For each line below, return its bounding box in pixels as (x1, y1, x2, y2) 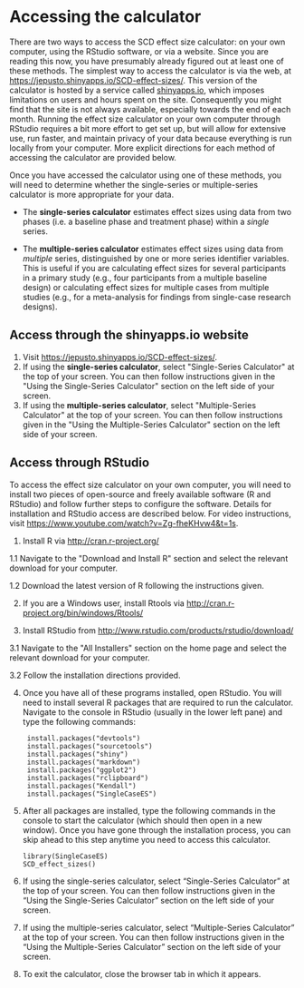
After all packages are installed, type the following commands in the (22, 805, 276, 816)
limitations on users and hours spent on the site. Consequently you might (9, 93, 282, 105)
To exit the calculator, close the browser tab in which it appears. (22, 968, 261, 979)
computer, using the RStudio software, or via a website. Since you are (9, 45, 269, 56)
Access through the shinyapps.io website (9, 328, 249, 343)
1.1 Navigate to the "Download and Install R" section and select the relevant (9, 553, 289, 563)
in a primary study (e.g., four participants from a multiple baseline (22, 272, 268, 283)
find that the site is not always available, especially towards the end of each (9, 103, 291, 114)
